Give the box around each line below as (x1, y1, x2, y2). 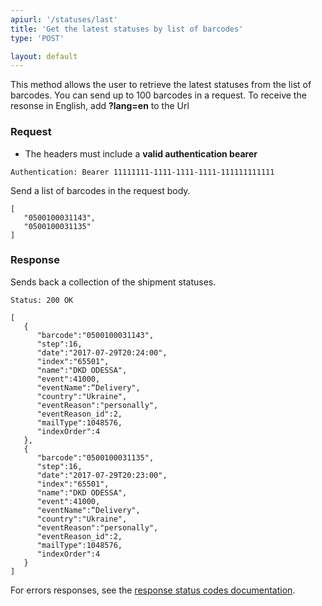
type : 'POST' (10, 33, 65, 43)
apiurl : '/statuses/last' (10, 14, 118, 25)
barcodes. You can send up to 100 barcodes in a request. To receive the (10, 89, 307, 101)
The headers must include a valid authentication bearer (24, 147, 258, 160)
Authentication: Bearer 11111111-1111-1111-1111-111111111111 (10, 167, 275, 177)
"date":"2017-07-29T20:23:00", (36, 470, 168, 480)
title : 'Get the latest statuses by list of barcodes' (10, 24, 244, 34)
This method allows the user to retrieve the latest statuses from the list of (10, 79, 312, 91)
